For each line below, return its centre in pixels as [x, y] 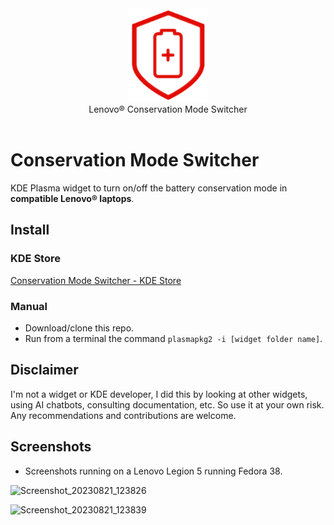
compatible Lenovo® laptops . [72, 198]
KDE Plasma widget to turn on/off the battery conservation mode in [149, 188]
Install [30, 230]
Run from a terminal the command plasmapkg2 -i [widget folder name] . [173, 338]
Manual [29, 306]
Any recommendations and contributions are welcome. [123, 415]
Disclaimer [44, 370]
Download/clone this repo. [79, 328]
